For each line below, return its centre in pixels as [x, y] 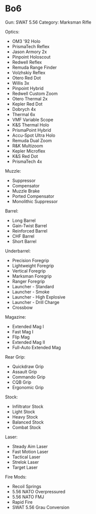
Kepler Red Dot [27, 104]
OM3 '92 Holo [26, 41]
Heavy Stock [25, 417]
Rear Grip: [15, 357]
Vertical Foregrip [29, 271]
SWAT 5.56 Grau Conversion [41, 507]
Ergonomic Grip [28, 387]
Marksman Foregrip [32, 276]
